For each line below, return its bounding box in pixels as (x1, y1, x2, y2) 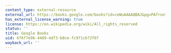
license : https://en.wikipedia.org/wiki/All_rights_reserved (5, 21, 138, 27)
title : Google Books (5, 31, 49, 36)
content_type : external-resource (5, 7, 76, 13)
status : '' (5, 26, 28, 31)
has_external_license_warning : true (5, 17, 83, 22)
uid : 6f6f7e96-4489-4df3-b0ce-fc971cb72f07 (5, 36, 99, 41)
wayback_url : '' (5, 40, 40, 45)
